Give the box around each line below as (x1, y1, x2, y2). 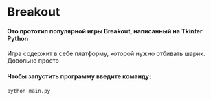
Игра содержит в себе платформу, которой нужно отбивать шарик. (7, 49, 206, 58)
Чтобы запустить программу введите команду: (7, 72, 151, 81)
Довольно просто (7, 57, 60, 65)
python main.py (7, 87, 51, 94)
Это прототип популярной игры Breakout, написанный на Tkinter (7, 27, 203, 35)
